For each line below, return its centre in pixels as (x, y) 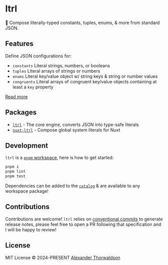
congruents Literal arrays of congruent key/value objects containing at (85, 81)
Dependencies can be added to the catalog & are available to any (73, 186)
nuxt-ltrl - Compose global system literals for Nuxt (66, 130)
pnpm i (12, 167)
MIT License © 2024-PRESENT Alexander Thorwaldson (63, 257)
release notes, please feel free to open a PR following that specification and (83, 224)
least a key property (33, 87)
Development (27, 145)
